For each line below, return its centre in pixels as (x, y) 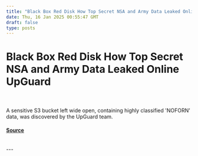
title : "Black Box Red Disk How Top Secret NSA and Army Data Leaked (93, 11)
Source (15, 130)
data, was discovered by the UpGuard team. (60, 117)
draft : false (22, 22)
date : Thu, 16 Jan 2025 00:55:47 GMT (52, 17)
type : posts (21, 28)
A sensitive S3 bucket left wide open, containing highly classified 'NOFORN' (98, 111)
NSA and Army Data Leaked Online (93, 69)
